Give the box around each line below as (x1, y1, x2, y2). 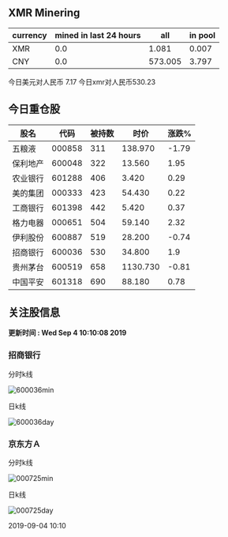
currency (12, 29, 47, 40)
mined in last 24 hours (54, 29, 141, 40)
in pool (189, 29, 215, 40)
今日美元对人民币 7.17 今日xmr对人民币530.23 (8, 77, 156, 86)
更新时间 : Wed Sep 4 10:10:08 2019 (8, 328, 127, 338)
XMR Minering (8, 6, 80, 20)
